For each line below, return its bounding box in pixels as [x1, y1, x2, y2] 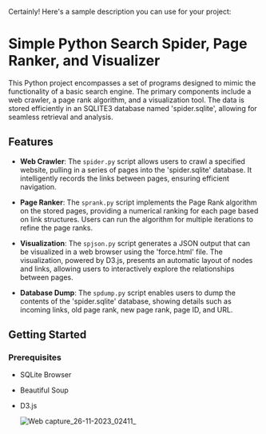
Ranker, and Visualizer [8, 52, 161, 70]
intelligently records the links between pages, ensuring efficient [19, 173, 230, 183]
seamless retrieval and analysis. [8, 112, 113, 121]
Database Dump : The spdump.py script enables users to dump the [19, 288, 236, 297]
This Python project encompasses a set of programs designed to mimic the [8, 78, 256, 87]
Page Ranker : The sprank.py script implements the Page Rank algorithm [19, 197, 257, 207]
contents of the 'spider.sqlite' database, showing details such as [19, 296, 232, 306]
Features [8, 135, 54, 149]
